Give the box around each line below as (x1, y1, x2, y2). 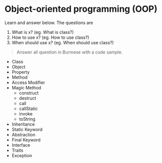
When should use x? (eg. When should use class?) (11, 39, 114, 45)
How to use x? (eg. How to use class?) (11, 34, 89, 40)
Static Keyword (11, 126, 43, 132)
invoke (19, 110, 33, 116)
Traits (11, 147, 24, 153)
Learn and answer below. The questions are (4, 20, 94, 26)
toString (19, 116, 35, 122)
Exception (11, 152, 32, 158)
